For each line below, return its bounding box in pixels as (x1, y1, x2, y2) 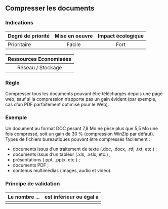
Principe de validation (5, 180, 60, 187)
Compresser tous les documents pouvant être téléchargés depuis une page (5, 91, 163, 97)
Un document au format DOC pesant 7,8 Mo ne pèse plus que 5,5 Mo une (5, 126, 158, 132)
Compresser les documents (5, 4, 95, 13)
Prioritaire (8, 40, 31, 48)
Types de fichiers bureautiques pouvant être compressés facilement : (5, 136, 150, 142)
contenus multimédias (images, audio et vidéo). (12, 168, 112, 174)
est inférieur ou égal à (45, 193, 99, 200)
